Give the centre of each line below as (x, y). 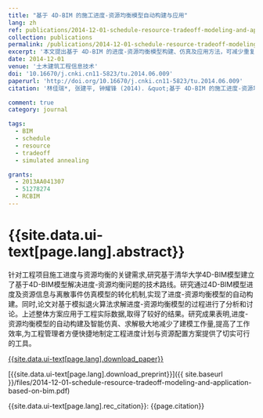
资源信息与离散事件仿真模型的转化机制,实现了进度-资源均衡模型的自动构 (137, 294)
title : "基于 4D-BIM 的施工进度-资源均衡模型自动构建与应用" (98, 15)
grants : (21, 174)
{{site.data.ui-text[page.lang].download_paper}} (86, 358)
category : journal (38, 110)
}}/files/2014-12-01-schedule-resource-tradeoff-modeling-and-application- (130, 382)
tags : (17, 124)
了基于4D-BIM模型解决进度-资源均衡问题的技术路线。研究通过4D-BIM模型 (127, 284)
